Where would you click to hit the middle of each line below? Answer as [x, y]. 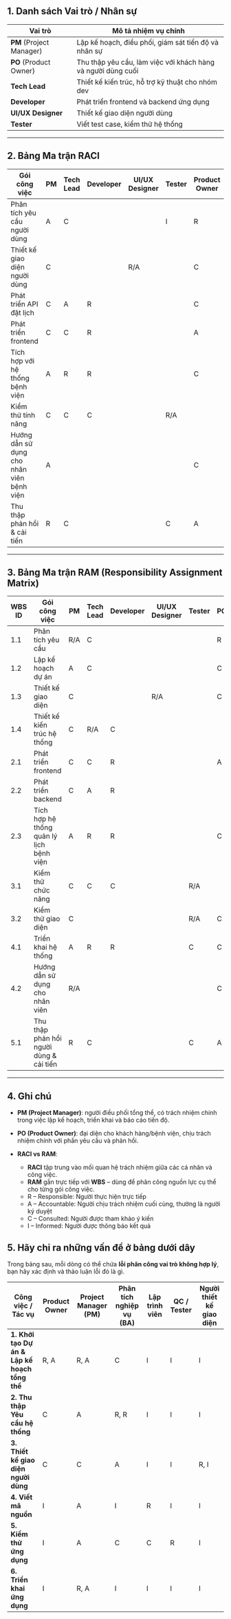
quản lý [45, 836]
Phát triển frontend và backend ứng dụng [143, 101]
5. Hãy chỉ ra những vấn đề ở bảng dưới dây [101, 1247]
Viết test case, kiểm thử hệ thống [130, 124]
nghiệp [127, 1306]
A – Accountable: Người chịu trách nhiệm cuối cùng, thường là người [124, 1204]
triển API [24, 304]
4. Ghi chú [29, 1096]
